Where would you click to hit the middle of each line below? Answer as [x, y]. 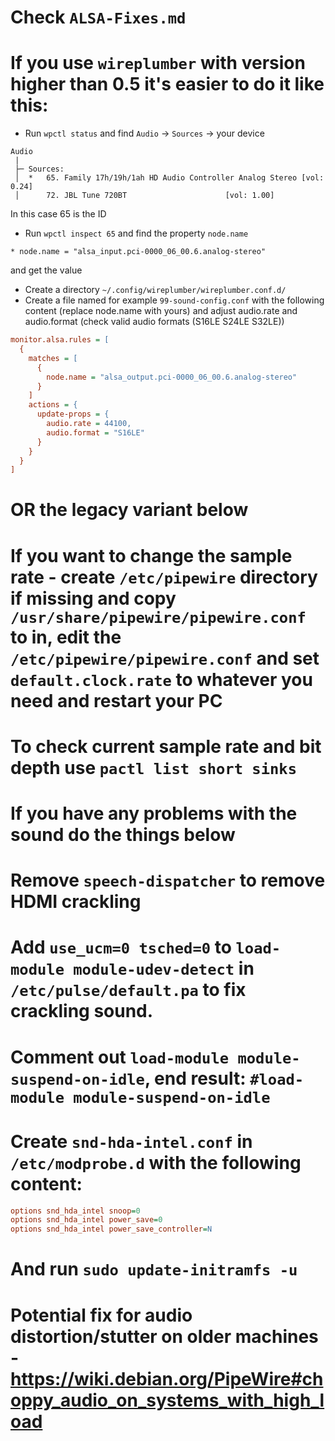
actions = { [53, 405]
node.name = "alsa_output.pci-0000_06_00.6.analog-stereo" [172, 377]
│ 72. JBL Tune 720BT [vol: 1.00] [144, 196]
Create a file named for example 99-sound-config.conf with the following [174, 300]
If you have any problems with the [154, 813]
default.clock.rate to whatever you [161, 679]
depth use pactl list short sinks [153, 767]
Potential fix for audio [101, 1315]
